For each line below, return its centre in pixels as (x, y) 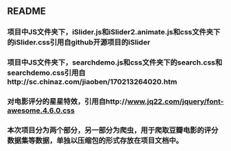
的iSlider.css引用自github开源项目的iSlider (79, 43)
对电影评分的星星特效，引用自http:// (67, 102)
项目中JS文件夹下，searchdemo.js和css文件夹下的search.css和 (115, 62)
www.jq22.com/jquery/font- (175, 102)
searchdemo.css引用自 (46, 73)
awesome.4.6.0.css (41, 111)
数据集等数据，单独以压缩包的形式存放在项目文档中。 (95, 141)
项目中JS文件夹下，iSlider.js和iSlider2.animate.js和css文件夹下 (114, 32)
